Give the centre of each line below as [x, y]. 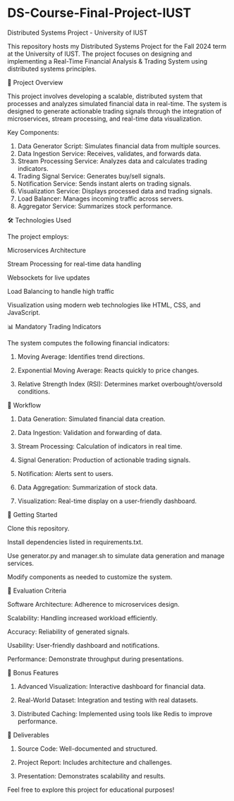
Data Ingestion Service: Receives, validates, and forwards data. [109, 153]
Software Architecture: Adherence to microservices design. [93, 604]
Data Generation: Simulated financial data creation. [91, 419]
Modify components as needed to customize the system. [90, 576]
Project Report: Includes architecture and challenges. [95, 762]
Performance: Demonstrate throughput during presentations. [96, 659]
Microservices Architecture [47, 250]
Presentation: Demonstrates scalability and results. [91, 776]
